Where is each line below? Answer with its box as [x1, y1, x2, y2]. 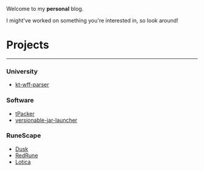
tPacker [15, 110, 35, 117]
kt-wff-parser [15, 81, 50, 89]
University [6, 67, 38, 75]
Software [6, 96, 35, 105]
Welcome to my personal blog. [6, 5, 84, 12]
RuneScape [6, 132, 41, 140]
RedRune [15, 152, 38, 159]
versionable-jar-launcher [15, 116, 78, 124]
